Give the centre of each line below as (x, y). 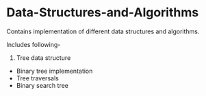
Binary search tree (42, 85)
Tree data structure (43, 58)
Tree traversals (37, 78)
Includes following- (34, 44)
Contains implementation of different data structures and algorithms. (103, 31)
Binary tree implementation (54, 71)
